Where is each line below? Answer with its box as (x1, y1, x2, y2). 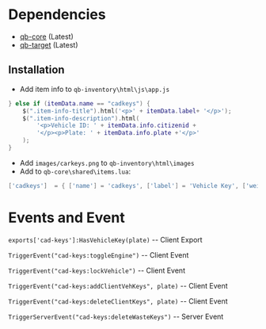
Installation (8, 63, 65, 77)
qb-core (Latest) (19, 32, 74, 41)
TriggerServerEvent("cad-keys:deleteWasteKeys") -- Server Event (8, 312, 224, 321)
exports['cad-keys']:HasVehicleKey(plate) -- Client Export (8, 235, 203, 244)
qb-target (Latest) (19, 40, 78, 49)
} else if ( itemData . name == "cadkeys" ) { (8, 99, 150, 108)
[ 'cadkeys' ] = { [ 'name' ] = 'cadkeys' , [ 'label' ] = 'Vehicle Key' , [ (8, 182, 246, 189)
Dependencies (8, 6, 106, 24)
